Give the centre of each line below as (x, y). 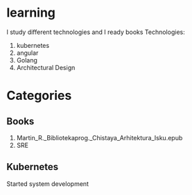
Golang (27, 60)
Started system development (48, 184)
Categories (39, 96)
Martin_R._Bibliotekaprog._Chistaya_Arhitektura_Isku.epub (99, 137)
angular (27, 53)
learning (31, 13)
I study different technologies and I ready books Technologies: (96, 32)
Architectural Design (46, 67)
